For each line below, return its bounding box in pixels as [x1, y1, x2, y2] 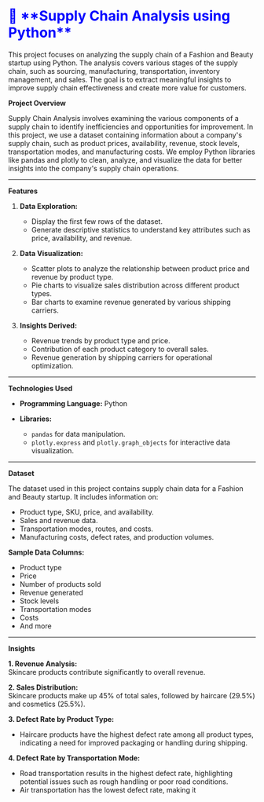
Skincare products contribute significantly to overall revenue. [8, 667, 206, 676]
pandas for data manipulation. [31, 429, 126, 438]
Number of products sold [19, 579, 101, 588]
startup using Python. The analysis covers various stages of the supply [8, 58, 238, 68]
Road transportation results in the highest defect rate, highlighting [19, 768, 233, 778]
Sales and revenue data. [19, 515, 98, 525]
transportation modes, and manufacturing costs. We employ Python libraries [8, 147, 255, 156]
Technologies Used [8, 383, 73, 393]
